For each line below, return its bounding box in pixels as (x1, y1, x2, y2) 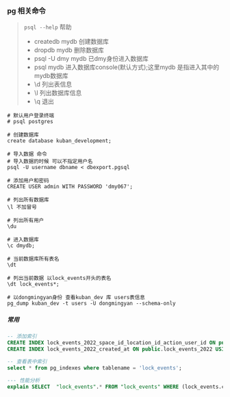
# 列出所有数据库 (7, 196, 49, 203)
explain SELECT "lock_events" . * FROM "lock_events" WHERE (7, 383, 179, 390)
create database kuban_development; (7, 138, 112, 144)
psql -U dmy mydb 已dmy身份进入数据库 (34, 55, 149, 63)
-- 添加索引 (7, 333, 38, 340)
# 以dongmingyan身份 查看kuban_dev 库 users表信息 (7, 294, 145, 301)
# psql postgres (7, 118, 53, 125)
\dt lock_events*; (7, 281, 60, 288)
